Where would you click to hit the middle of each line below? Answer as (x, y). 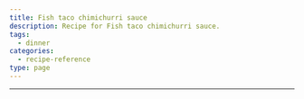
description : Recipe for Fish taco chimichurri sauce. (115, 26)
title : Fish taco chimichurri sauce (78, 18)
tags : (19, 34)
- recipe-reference (54, 59)
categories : (32, 51)
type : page (30, 68)
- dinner (34, 43)
